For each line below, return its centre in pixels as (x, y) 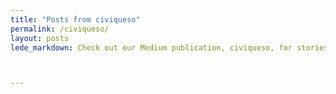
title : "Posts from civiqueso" (75, 19)
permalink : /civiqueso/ (60, 29)
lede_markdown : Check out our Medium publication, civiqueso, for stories (169, 47)
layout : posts (40, 38)
